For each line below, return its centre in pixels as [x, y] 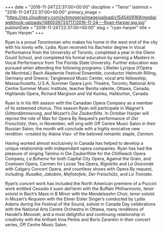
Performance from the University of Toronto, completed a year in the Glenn [80, 52]
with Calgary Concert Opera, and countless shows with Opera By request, [79, 169]
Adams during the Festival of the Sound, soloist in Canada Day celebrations [81, 204]
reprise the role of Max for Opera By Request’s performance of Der [72, 118]
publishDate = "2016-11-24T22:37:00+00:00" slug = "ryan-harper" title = [78, 28]
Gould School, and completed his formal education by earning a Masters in [80, 57]
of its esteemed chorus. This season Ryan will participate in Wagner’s [74, 108]
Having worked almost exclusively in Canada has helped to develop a [74, 143]
